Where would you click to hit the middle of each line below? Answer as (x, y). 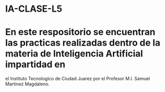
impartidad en (35, 65)
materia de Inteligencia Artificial (74, 54)
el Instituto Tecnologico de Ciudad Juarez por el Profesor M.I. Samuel (78, 79)
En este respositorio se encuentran (80, 32)
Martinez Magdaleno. (27, 84)
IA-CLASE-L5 (34, 9)
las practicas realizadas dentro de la (83, 43)
